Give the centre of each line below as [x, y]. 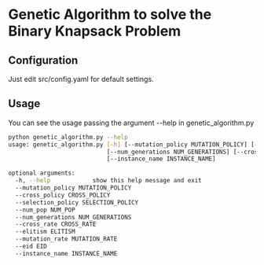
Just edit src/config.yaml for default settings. [81, 79]
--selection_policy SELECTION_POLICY [77, 202]
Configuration [43, 60]
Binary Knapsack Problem [95, 31]
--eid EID [31, 247]
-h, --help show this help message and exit [108, 181]
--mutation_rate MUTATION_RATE [66, 239]
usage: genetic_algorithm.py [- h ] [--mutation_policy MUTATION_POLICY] [128, 144]
